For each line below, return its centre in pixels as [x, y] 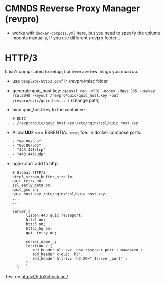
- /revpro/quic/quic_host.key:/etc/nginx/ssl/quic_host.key [75, 123]
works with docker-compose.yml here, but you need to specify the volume [86, 33]
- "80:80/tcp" [27, 141]
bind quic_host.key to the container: [49, 109]
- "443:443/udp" [29, 154]
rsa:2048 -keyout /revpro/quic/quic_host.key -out [65, 95]
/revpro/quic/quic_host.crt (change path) [56, 100]
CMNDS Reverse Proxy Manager [73, 9]
